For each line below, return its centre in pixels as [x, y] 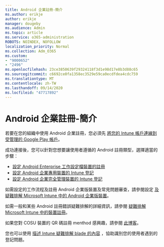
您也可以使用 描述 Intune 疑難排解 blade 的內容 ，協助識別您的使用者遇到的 [82, 234]
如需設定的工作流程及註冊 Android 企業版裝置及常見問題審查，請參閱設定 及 [82, 190]
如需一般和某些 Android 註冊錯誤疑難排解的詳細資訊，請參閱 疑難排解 [76, 206]
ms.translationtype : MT [30, 79]
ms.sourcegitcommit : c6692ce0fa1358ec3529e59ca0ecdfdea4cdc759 [72, 74]
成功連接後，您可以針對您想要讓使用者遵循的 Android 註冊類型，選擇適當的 [82, 150]
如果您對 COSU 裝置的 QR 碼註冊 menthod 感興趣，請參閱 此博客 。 [73, 223]
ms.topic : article [24, 33]
